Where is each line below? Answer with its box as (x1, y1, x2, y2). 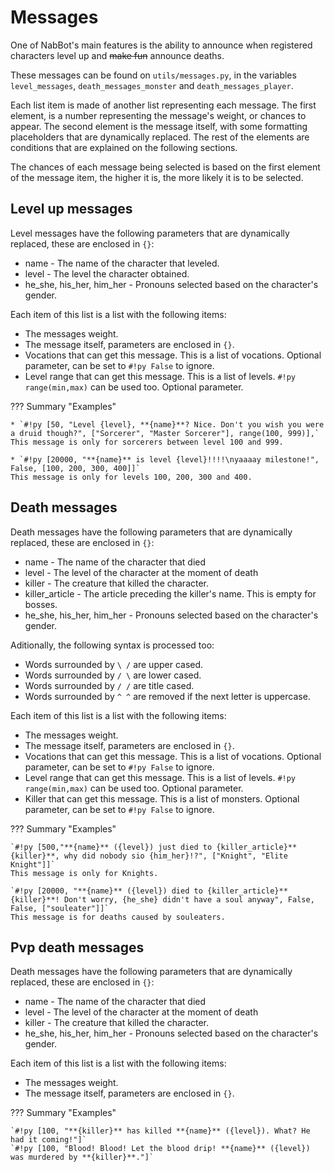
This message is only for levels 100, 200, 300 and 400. (10, 472, 253, 482)
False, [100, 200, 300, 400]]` (10, 463, 141, 473)
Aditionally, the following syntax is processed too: (10, 639, 215, 651)
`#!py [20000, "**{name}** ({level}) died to (10, 886, 203, 896)
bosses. (24, 598, 58, 610)
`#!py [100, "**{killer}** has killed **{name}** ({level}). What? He (10, 1126, 311, 1136)
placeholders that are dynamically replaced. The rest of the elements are (10, 131, 310, 143)
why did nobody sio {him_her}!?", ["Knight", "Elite (63, 851, 288, 861)
